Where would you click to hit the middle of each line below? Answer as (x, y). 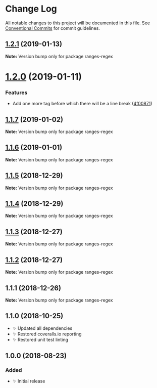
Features (16, 93)
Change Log (31, 9)
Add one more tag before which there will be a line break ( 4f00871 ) (82, 104)
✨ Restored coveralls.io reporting (47, 334)
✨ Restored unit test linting (40, 339)
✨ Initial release (29, 381)
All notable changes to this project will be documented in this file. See (78, 23)
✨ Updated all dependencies (42, 328)
